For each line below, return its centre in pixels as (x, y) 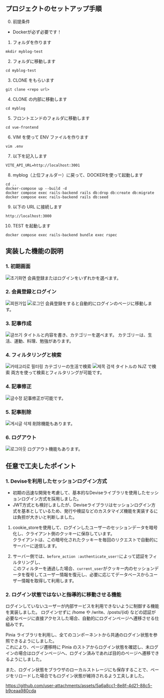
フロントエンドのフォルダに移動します (51, 118)
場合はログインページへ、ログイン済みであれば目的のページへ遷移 (84, 653)
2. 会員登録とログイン (31, 292)
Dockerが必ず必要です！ (37, 32)
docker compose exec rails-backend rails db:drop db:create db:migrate (80, 193)
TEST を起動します (31, 225)
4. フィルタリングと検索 (33, 355)
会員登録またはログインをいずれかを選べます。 (74, 278)
